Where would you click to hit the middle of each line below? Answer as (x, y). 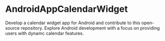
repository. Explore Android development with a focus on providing (90, 28)
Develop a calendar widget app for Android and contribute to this (73, 23)
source (13, 28)
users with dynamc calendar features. (45, 33)
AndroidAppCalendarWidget (67, 9)
